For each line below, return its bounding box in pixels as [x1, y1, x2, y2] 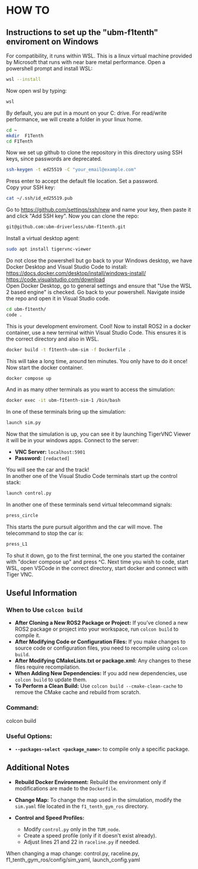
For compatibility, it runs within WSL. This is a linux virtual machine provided [6, 52, 193, 59]
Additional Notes [6, 763, 70, 773]
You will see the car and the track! [6, 466, 90, 473]
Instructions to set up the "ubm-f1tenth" [6, 27, 158, 37]
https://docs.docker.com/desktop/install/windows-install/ [6, 269, 146, 276]
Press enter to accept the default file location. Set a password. [6, 178, 159, 185]
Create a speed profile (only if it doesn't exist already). [23, 832, 157, 839]
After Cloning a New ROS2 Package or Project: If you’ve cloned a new [14, 619, 189, 626]
